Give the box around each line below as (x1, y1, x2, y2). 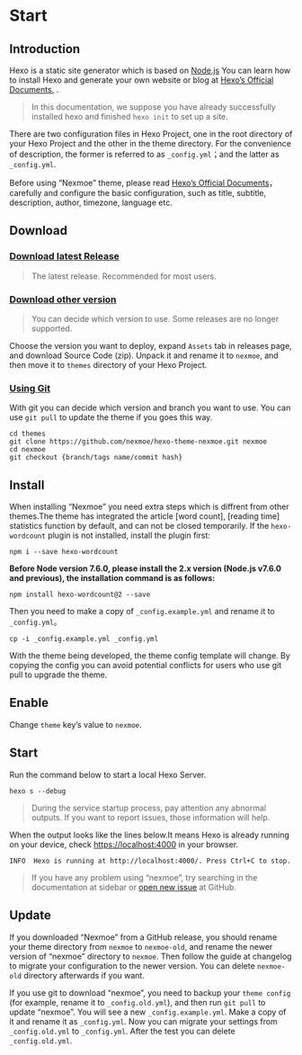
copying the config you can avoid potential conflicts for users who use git (9, 660, 282, 671)
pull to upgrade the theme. (9, 669, 108, 680)
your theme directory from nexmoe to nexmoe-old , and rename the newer (9, 941, 273, 952)
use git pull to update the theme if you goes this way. (9, 412, 213, 423)
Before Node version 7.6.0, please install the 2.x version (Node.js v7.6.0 (9, 563, 281, 574)
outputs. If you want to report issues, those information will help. (31, 811, 271, 823)
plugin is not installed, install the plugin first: (48, 530, 211, 541)
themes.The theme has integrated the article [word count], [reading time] (9, 511, 280, 522)
